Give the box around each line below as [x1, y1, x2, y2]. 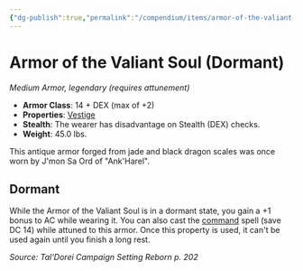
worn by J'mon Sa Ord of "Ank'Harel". [9, 155, 151, 166]
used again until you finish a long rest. [9, 234, 151, 245]
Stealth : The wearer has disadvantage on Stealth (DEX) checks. [22, 118, 261, 129]
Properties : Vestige [22, 109, 96, 120]
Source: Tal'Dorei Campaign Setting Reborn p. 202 [9, 252, 198, 263]
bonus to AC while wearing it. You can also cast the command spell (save [9, 215, 281, 226]
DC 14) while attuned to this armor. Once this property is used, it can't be [9, 225, 280, 236]
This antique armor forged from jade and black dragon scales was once [9, 145, 276, 156]
